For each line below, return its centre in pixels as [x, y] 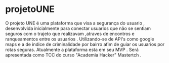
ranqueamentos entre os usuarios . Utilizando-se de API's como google [80, 39]
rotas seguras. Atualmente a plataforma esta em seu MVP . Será [72, 49]
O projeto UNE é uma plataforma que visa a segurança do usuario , [75, 23]
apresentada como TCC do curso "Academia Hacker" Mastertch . [73, 55]
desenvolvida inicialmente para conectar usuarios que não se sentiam [78, 28]
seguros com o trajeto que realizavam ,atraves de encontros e [70, 33]
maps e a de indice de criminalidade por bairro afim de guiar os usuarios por [85, 44]
